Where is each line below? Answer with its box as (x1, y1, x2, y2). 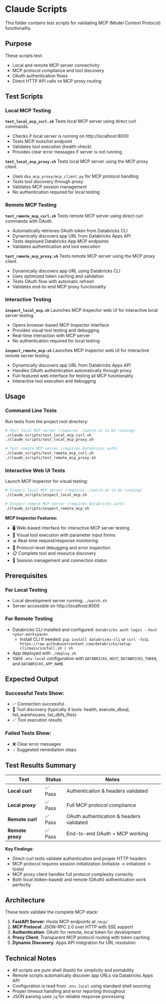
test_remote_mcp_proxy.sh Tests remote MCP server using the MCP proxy (5, 253, 155, 259)
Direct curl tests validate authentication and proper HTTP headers (12, 855, 147, 861)
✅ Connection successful (12, 701, 64, 707)
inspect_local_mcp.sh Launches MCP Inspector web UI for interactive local (5, 307, 158, 313)
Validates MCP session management (12, 184, 87, 190)
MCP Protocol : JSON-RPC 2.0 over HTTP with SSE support (12, 924, 133, 930)
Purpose (5, 40, 32, 48)
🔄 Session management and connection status (12, 557, 107, 563)
